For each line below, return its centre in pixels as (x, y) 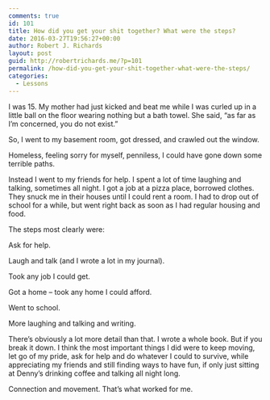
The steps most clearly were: (56, 229)
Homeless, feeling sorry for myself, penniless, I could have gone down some (135, 155)
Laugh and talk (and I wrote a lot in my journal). (87, 260)
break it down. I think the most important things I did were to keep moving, (132, 347)
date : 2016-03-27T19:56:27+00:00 (64, 38)
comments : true (34, 16)
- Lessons (32, 83)
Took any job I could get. (50, 276)
